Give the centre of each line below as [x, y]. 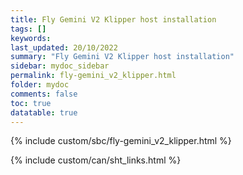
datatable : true [44, 112]
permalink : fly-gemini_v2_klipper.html [93, 76]
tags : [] [28, 29]
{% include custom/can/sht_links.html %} [96, 160]
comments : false [44, 94]
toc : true [31, 103]
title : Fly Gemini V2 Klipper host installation [113, 19]
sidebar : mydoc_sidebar [60, 66]
